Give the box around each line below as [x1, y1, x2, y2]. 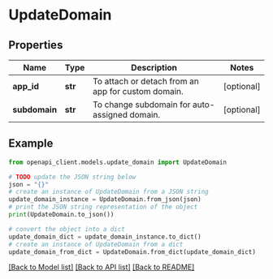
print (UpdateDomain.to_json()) [8, 211, 115, 219]
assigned [93, 109, 128, 120]
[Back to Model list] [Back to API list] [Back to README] [8, 262, 195, 273]
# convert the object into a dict [8, 225, 126, 233]
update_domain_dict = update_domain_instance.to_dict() [8, 233, 201, 241]
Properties [8, 38, 63, 52]
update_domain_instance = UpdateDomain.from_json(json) [8, 195, 201, 204]
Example [8, 136, 54, 151]
